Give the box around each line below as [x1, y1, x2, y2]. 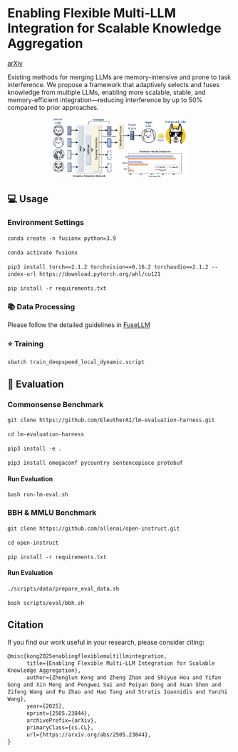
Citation [7, 619, 44, 631]
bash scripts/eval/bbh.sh [7, 599, 84, 606]
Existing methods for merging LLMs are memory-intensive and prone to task [7, 73, 232, 81]
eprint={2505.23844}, [26, 709, 91, 717]
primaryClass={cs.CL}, [26, 723, 94, 731]
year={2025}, [26, 702, 66, 710]
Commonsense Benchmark [7, 399, 104, 409]
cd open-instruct [7, 539, 59, 546]
